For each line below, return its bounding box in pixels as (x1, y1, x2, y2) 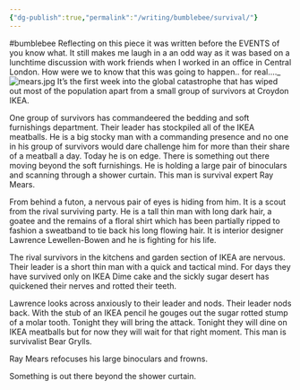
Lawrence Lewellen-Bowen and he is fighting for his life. (9, 234, 217, 245)
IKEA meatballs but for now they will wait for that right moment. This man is (9, 326, 287, 337)
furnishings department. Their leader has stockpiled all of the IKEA (9, 122, 255, 133)
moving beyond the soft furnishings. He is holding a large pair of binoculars (9, 160, 287, 170)
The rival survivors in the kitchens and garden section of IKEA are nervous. (9, 252, 286, 263)
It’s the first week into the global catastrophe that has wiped (56, 75, 279, 86)
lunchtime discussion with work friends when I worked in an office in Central (9, 56, 292, 67)
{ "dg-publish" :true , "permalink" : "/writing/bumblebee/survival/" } (9, 13, 258, 22)
